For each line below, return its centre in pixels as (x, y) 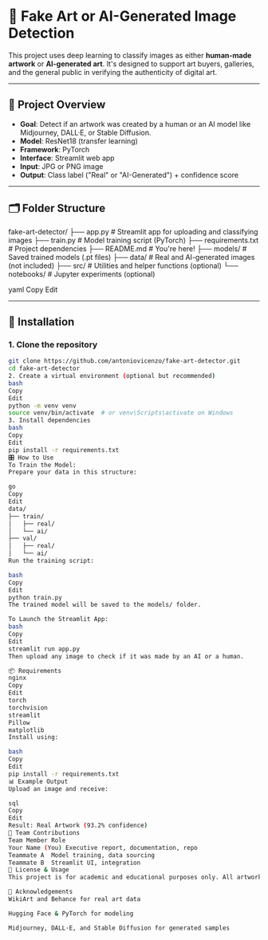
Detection (41, 33)
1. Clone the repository (53, 344)
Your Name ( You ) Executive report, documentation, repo (103, 848)
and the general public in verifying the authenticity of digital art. (113, 72)
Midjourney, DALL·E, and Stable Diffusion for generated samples (119, 928)
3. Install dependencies (49, 421)
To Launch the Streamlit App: (59, 619)
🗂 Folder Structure (57, 208)
